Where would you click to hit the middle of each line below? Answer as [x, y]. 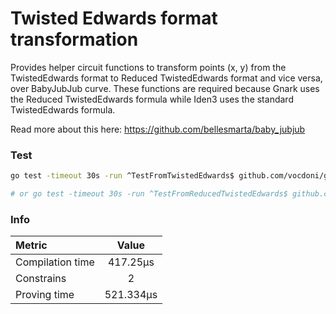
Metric [31, 245]
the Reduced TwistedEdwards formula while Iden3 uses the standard [152, 99]
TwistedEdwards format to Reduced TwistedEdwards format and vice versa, [166, 78]
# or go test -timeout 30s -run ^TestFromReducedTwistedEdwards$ [149, 194]
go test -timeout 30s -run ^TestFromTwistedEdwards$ [122, 176]
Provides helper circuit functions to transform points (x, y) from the [148, 67]
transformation [74, 39]
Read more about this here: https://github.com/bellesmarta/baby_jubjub [158, 129]
